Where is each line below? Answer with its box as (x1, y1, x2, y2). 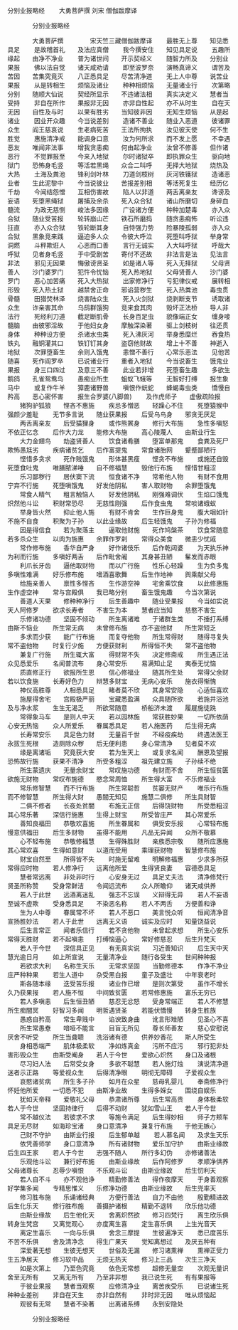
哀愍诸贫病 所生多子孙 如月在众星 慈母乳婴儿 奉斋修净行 (19, 1077, 229, 1085)
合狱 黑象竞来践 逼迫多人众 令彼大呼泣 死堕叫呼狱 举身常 (7, 232, 229, 241)
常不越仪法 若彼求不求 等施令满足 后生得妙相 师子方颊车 (19, 1113, 229, 1121)
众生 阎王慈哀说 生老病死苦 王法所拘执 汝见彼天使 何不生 (7, 125, 229, 134)
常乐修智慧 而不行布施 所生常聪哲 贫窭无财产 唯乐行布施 (19, 783, 229, 792)
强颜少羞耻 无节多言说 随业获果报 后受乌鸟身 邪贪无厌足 (7, 410, 217, 418)
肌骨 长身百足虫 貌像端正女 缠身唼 (95, 312, 231, 320)
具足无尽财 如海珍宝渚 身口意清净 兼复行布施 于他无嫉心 (7, 1121, 217, 1130)
